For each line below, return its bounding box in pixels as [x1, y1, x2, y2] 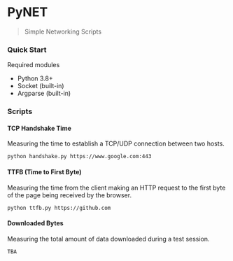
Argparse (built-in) [17, 89, 71, 98]
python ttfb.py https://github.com [7, 204, 111, 211]
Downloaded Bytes [7, 219, 64, 227]
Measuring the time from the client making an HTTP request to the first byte [7, 183, 226, 192]
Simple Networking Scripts [24, 27, 102, 36]
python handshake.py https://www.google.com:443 [7, 153, 152, 160]
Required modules [7, 61, 60, 69]
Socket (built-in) [17, 82, 64, 90]
